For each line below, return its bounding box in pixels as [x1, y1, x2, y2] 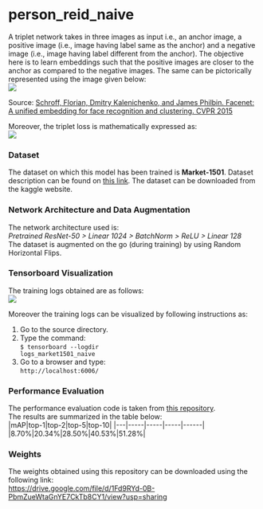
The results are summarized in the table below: [8, 412, 163, 421]
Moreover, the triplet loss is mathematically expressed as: [8, 121, 198, 131]
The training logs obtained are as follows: [8, 285, 144, 296]
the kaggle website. [8, 185, 73, 194]
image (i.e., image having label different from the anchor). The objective [8, 49, 245, 58]
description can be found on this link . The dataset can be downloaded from [8, 176, 256, 186]
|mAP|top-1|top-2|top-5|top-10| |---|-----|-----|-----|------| [8, 421, 206, 430]
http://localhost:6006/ [19, 366, 100, 375]
